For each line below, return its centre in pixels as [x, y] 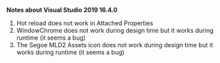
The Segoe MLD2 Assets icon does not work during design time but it [114, 45]
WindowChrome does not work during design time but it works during [115, 30]
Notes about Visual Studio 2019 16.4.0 [62, 10]
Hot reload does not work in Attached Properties [85, 23]
